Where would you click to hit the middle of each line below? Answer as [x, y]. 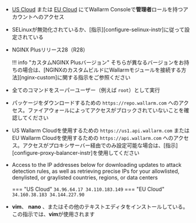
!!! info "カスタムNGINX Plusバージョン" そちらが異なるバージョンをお [98, 62]
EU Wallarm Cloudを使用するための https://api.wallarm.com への [93, 138]
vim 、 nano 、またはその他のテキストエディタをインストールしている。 [100, 207]
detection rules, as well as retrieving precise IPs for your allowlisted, [96, 171]
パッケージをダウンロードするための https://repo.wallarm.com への [95, 103]
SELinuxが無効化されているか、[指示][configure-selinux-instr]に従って [98, 30]
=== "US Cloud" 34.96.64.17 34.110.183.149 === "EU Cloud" [88, 189]
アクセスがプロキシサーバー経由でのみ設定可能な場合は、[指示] [100, 145]
